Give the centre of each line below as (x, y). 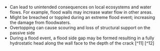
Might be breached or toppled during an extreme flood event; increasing (82, 17)
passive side (22, 33)
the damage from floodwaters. (40, 22)
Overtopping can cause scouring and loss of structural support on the (80, 28)
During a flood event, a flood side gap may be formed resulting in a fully (82, 38)
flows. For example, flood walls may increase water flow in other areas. (81, 12)
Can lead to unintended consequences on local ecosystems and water (80, 7)
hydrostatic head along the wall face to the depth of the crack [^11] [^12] (82, 43)
